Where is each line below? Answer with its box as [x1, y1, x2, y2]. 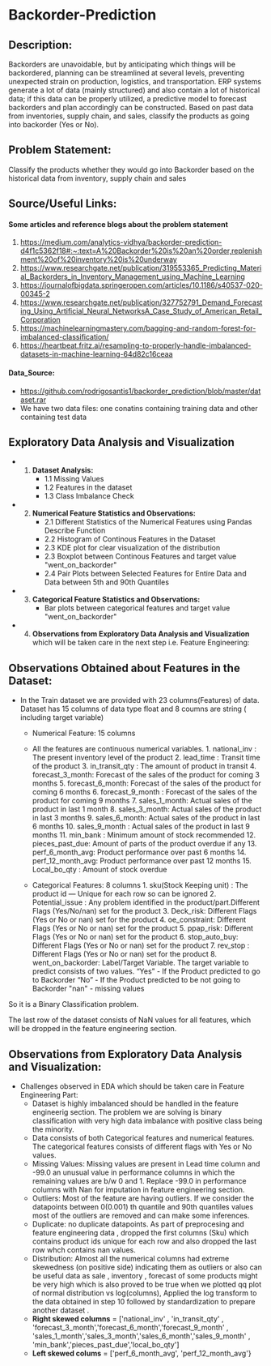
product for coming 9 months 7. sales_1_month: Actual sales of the [32, 796, 252, 806]
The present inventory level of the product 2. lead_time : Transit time [32, 752, 260, 763]
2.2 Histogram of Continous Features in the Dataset [44, 534, 216, 544]
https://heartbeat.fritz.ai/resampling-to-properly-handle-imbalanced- [19, 340, 252, 350]
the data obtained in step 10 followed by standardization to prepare [32, 1297, 256, 1307]
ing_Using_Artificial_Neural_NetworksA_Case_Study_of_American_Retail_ [19, 306, 263, 316]
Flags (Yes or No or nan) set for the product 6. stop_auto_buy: [32, 932, 239, 942]
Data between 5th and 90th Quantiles [44, 577, 170, 587]
